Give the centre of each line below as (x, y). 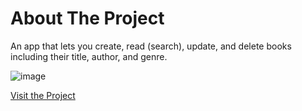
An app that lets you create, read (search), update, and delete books (151, 46)
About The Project (87, 18)
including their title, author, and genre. (89, 56)
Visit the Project (43, 95)
